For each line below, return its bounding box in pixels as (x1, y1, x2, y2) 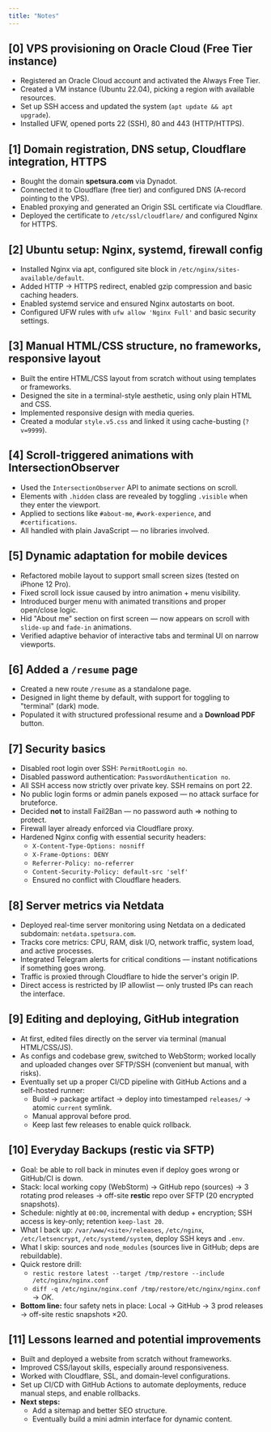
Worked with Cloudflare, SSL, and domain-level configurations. (19, 1371, 231, 1381)
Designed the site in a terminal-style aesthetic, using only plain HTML (19, 390, 252, 400)
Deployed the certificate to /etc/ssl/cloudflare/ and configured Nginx (19, 211, 258, 221)
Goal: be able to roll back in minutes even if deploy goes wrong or (19, 1164, 240, 1174)
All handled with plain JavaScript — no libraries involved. (19, 525, 210, 535)
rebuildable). (19, 1251, 63, 1260)
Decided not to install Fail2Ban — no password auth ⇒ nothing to (19, 807, 238, 816)
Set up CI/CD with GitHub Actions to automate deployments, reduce (19, 1380, 247, 1390)
